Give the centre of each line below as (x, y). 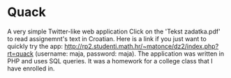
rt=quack (20, 54)
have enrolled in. (31, 68)
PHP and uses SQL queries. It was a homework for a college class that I (110, 61)
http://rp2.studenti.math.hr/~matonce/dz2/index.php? (142, 46)
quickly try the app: (35, 46)
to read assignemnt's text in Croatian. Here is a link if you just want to (107, 38)
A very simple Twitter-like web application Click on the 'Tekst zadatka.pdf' (114, 31)
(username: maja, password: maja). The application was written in (129, 54)
